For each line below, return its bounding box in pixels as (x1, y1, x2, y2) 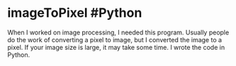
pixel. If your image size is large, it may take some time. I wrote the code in (7, 43, 225, 51)
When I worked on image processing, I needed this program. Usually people (7, 28, 230, 37)
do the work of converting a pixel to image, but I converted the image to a (7, 35, 222, 44)
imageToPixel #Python (7, 5, 142, 21)
